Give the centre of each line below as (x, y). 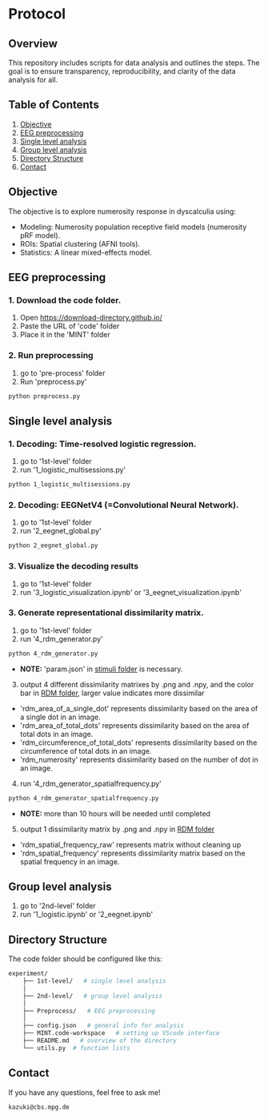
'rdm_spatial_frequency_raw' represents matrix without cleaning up (130, 844)
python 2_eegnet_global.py (53, 545)
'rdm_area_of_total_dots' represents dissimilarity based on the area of (134, 725)
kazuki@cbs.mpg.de (39, 1107)
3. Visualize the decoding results (73, 566)
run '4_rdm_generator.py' (61, 638)
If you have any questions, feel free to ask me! (84, 1092)
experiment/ (28, 974)
